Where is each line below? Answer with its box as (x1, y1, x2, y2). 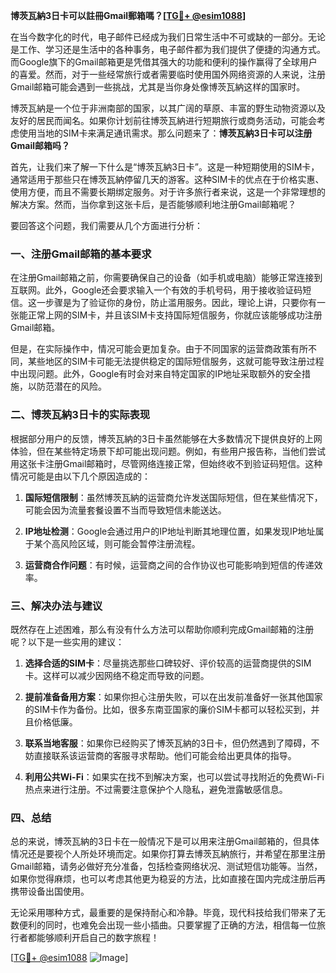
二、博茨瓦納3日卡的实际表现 (10, 408, 151, 422)
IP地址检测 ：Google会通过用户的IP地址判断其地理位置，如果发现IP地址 (24, 525, 316, 537)
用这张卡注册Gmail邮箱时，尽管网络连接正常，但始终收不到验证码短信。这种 (10, 457, 323, 469)
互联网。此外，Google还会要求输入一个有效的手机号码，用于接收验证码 (10, 284, 303, 296)
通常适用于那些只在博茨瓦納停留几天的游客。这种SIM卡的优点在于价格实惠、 (10, 174, 325, 185)
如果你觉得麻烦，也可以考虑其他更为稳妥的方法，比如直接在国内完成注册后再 (10, 873, 326, 885)
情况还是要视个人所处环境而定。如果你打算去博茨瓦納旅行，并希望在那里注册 (10, 848, 326, 860)
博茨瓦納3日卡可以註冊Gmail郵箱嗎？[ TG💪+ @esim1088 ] (10, 10, 247, 21)
